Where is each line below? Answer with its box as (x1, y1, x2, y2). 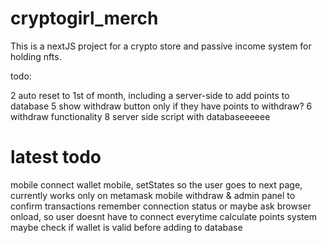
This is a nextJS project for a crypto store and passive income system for (10, 40, 312, 52)
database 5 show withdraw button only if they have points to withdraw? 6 (10, 100, 313, 112)
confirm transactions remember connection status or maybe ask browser (10, 200, 312, 212)
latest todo (10, 146, 102, 169)
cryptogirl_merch (10, 7, 159, 30)
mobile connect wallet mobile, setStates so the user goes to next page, (10, 178, 303, 191)
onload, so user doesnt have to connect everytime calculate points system (10, 210, 317, 222)
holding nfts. (10, 50, 62, 62)
